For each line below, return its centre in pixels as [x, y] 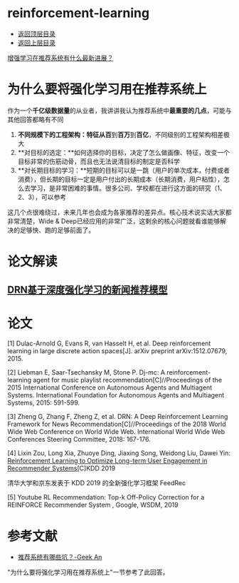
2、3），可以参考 [42, 197]
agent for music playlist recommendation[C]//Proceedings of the [128, 380]
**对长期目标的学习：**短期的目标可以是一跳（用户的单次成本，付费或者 [123, 170]
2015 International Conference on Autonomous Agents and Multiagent [110, 387]
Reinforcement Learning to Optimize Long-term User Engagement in [107, 461]
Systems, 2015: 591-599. [44, 403]
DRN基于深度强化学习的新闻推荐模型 [87, 290]
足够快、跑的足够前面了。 [57, 230]
